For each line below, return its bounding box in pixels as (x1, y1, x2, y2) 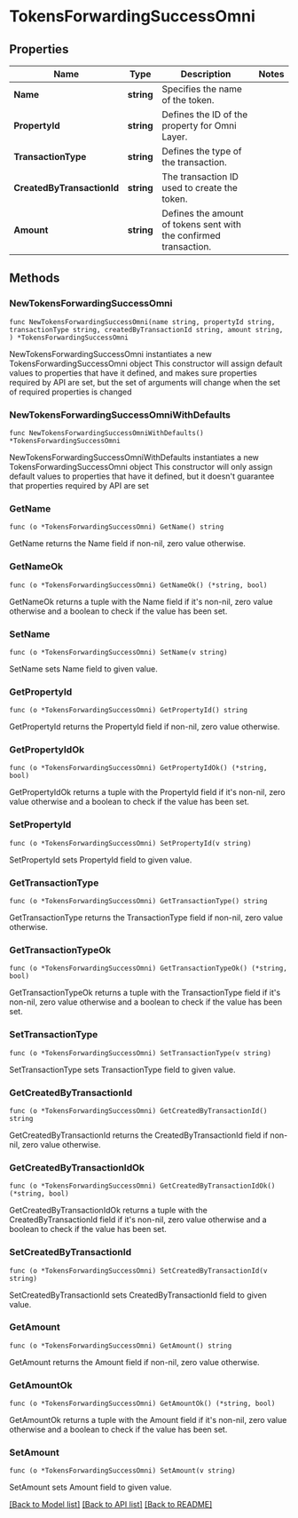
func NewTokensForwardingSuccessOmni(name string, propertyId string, (9, 317, 276, 326)
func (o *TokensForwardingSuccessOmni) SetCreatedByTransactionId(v (9, 1266, 268, 1276)
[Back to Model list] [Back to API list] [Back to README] (9, 1499, 213, 1510)
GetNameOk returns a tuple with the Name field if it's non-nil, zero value (9, 596, 273, 607)
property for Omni (161, 120, 237, 131)
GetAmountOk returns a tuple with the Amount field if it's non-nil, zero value (9, 1415, 287, 1426)
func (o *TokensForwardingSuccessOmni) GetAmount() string (9, 1341, 232, 1350)
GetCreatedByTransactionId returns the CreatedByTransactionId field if (9, 1130, 269, 1140)
